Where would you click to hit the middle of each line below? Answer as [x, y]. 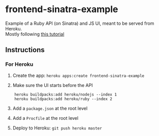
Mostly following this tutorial [35, 34]
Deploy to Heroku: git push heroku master [57, 128]
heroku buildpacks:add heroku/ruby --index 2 [63, 99]
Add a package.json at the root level [50, 108]
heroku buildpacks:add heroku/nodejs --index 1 [66, 95]
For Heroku [19, 64]
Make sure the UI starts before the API [53, 85]
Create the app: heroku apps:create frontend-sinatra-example [78, 75]
